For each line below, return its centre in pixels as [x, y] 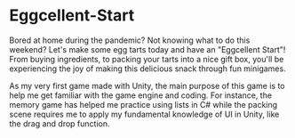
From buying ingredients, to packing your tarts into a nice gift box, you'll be [147, 59]
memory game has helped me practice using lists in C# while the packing [144, 104]
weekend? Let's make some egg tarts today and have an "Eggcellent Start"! [147, 49]
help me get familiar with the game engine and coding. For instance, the [141, 95]
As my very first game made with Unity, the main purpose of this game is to [147, 85]
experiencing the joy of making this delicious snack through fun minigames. [147, 69]
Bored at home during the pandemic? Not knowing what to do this [130, 40]
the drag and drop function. [60, 123]
